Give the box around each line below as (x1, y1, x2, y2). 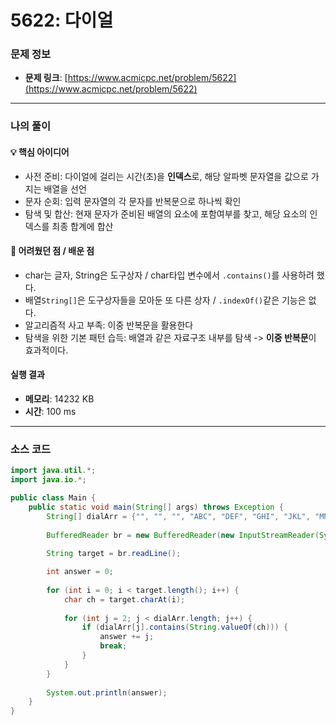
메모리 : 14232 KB (24, 393, 95, 405)
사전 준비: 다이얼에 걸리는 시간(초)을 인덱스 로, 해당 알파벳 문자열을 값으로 (24, 170, 309, 182)
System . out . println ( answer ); (46, 687, 168, 698)
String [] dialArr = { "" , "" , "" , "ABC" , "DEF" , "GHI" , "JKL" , (46, 511, 311, 521)
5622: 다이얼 (10, 9, 114, 32)
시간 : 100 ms (24, 406, 77, 418)
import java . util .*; (10, 466, 97, 476)
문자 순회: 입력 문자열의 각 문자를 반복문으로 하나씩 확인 (24, 195, 242, 207)
